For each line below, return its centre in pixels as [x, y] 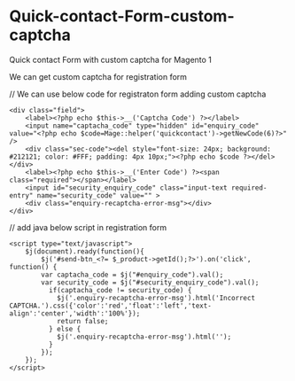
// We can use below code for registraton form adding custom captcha [138, 94]
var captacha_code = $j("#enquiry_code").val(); [132, 275]
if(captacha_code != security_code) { [120, 290]
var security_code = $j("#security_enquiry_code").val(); [150, 282]
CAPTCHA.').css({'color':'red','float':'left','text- [111, 306]
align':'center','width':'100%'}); [75, 313]
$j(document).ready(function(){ [85, 251]
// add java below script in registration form [88, 227]
